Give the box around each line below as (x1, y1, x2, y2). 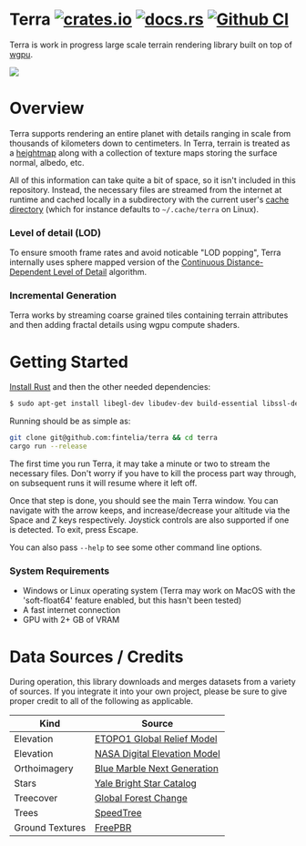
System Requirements (9, 565, 110, 577)
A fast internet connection (22, 605, 121, 616)
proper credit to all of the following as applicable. (9, 696, 194, 707)
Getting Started (9, 352, 129, 372)
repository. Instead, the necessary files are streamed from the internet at (9, 184, 282, 195)
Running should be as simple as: (9, 415, 131, 427)
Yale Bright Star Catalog (94, 777, 198, 790)
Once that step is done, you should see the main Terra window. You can (9, 495, 279, 506)
